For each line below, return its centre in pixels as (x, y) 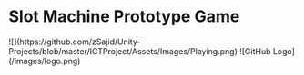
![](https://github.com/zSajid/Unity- (75, 42)
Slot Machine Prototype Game (124, 17)
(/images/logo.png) (45, 61)
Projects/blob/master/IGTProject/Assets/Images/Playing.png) (123, 51)
